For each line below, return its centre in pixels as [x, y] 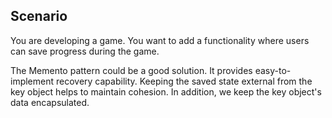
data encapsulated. [50, 102]
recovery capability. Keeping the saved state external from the [184, 81]
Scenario [39, 16]
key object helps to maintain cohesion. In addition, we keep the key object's [166, 91]
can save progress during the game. [85, 51]
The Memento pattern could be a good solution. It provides [131, 70]
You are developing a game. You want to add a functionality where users [160, 40]
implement [32, 81]
